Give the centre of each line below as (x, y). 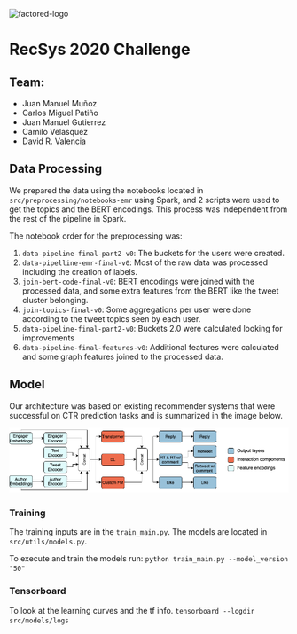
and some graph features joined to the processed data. (122, 356)
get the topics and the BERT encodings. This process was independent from (148, 209)
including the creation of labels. (79, 271)
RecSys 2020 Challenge (100, 50)
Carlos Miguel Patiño (60, 113)
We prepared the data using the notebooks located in (106, 190)
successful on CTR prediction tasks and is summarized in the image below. (146, 415)
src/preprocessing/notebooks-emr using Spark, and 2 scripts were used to (145, 200)
